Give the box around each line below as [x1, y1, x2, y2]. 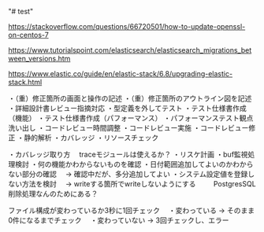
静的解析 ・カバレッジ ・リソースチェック [23, 133, 159, 142]
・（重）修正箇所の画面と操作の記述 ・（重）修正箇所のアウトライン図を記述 [8, 94, 252, 103]
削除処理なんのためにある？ [8, 189, 99, 198]
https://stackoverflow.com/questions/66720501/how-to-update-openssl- [8, 22, 246, 31]
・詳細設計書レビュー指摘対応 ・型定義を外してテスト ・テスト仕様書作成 [8, 104, 247, 112]
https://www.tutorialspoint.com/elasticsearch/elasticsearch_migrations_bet [8, 46, 252, 54]
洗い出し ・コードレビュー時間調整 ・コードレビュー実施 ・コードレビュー [8, 123, 249, 132]
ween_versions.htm [8, 54, 71, 63]
